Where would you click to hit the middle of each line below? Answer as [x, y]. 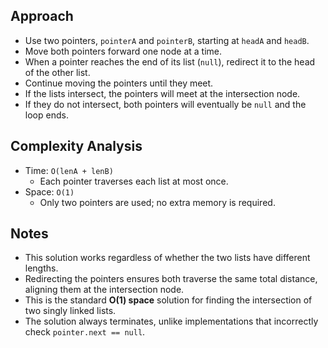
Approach [42, 16]
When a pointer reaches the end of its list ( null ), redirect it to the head [170, 61]
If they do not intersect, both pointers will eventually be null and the [165, 104]
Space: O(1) [49, 191]
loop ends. [46, 115]
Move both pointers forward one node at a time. [123, 51]
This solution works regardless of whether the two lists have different [167, 258]
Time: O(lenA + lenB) [69, 170]
